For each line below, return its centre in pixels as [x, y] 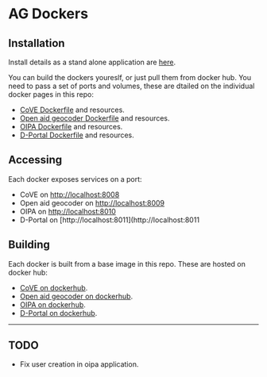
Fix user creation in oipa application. [79, 364]
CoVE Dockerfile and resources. [72, 110]
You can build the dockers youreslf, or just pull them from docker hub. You [130, 77]
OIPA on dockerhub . [52, 304]
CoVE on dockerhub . [54, 287]
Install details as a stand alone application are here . [92, 62]
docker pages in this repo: [51, 94]
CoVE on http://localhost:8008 [70, 194]
